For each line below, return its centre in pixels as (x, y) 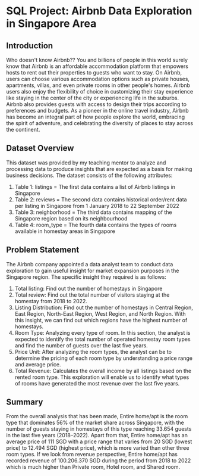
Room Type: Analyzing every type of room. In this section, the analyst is (102, 332)
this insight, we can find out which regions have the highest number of (101, 320)
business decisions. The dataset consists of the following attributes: (89, 175)
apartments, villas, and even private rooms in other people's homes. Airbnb (98, 85)
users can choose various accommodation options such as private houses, (98, 79)
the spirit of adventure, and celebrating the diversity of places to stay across (100, 123)
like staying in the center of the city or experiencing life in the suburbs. (93, 98)
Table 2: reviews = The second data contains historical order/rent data (101, 199)
